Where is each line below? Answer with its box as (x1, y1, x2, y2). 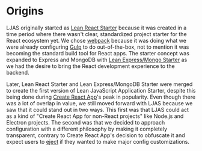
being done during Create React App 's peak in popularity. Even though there (6, 93, 196, 100)
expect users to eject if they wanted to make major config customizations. (6, 138, 190, 145)
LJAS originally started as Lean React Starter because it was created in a (6, 24, 187, 31)
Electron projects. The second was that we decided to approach (6, 119, 165, 126)
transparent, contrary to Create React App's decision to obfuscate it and (6, 131, 185, 139)
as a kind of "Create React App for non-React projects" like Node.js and (6, 112, 184, 120)
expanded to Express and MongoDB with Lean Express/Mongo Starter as (6, 56, 188, 63)
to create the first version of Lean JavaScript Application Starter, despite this (6, 87, 196, 94)
